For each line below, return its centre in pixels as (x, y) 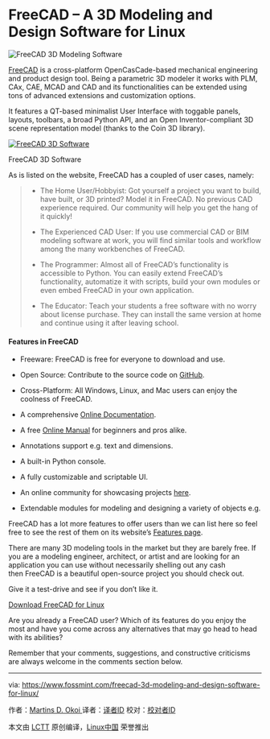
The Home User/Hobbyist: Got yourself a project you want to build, (151, 190)
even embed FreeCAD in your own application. (117, 290)
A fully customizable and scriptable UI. (84, 477)
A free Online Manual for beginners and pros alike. (103, 430)
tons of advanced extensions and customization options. (102, 95)
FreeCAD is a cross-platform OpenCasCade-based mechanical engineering (133, 69)
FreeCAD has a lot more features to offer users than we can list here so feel (133, 524)
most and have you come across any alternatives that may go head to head (133, 629)
